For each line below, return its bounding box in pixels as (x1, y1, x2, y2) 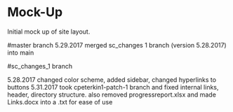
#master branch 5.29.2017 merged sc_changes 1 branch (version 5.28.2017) (7, 41, 227, 49)
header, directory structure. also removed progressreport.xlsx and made (7, 90, 216, 99)
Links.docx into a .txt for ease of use (7, 97, 113, 106)
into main (7, 48, 34, 57)
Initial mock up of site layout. (7, 27, 91, 36)
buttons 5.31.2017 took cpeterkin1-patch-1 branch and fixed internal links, (7, 83, 219, 91)
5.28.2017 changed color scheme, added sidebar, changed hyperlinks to (7, 75, 216, 84)
